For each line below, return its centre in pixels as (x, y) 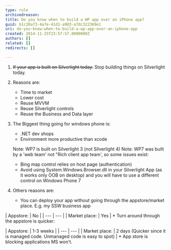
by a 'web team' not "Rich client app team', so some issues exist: (81, 154)
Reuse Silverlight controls (47, 108)
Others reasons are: (33, 190)
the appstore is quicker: (30, 221)
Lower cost (32, 97)
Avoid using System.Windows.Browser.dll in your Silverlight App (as (91, 169)
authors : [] (18, 39)
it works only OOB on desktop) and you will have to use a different (90, 175)
